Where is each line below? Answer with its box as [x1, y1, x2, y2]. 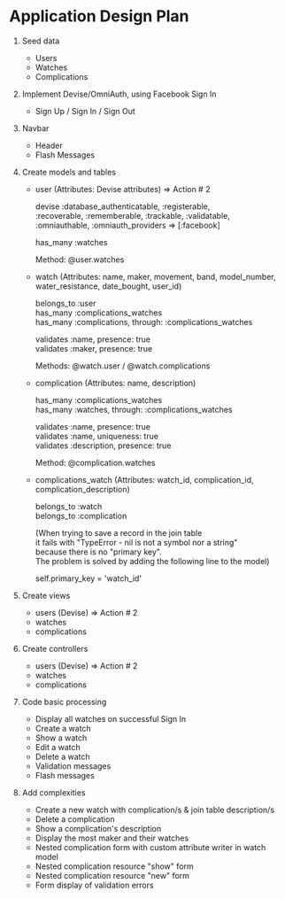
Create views [21, 590, 71, 601]
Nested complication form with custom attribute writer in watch [35, 841, 266, 852]
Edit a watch [35, 741, 81, 752]
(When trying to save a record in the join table [35, 527, 203, 538]
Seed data [21, 35, 60, 46]
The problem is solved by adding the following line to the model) [35, 555, 270, 566]
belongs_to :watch [35, 500, 103, 511]
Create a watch [35, 723, 91, 733]
